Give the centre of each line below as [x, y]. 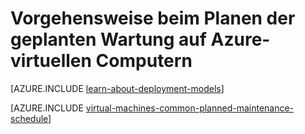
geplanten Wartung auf [108, 39]
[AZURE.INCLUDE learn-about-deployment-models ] [117, 88]
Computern [144, 61]
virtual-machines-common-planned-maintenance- [190, 108]
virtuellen [51, 61]
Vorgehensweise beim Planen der [153, 18]
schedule [29, 118]
